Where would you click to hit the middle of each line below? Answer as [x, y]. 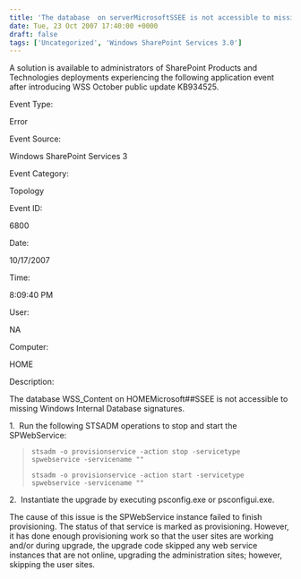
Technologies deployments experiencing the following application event [142, 78]
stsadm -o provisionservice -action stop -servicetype [136, 452]
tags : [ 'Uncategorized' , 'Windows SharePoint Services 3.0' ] [126, 43]
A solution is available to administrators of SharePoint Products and [133, 68]
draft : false [34, 34]
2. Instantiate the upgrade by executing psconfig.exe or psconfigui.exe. [142, 500]
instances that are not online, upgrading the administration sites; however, [146, 555]
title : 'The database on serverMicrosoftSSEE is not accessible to [140, 17]
